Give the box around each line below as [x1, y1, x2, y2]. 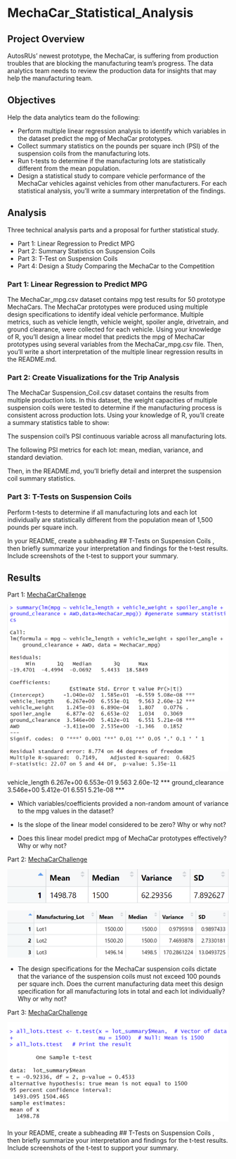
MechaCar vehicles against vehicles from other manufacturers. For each [17, 179, 227, 187]
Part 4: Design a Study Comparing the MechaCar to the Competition [17, 262, 215, 270]
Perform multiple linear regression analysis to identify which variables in [17, 127, 226, 135]
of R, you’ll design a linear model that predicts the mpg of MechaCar [7, 332, 205, 341]
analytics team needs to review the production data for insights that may [7, 67, 217, 75]
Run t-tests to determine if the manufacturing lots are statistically [17, 156, 206, 165]
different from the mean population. [17, 164, 121, 172]
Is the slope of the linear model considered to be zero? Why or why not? [17, 820, 226, 828]
